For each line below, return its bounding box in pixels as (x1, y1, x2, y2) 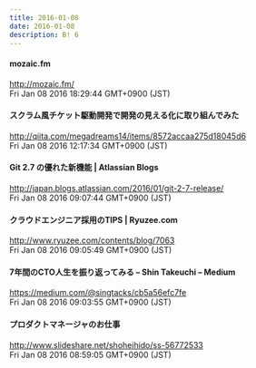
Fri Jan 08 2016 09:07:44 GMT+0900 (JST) (9, 192, 172, 203)
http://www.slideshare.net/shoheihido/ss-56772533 (9, 339, 204, 350)
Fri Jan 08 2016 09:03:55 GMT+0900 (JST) (9, 296, 172, 308)
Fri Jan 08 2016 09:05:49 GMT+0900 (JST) (9, 245, 172, 256)
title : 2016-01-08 (9, 13, 79, 23)
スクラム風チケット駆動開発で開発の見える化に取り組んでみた (9, 110, 240, 121)
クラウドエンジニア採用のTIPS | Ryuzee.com (9, 214, 179, 225)
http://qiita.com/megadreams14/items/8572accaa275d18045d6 (9, 131, 247, 141)
